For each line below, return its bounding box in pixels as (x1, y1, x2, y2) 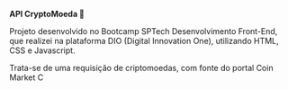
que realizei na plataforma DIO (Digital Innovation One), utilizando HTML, (9, 36, 279, 46)
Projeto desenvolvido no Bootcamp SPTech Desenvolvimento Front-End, (9, 26, 278, 36)
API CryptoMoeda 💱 (9, 9, 85, 19)
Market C (9, 72, 44, 83)
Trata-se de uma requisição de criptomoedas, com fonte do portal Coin (9, 63, 274, 73)
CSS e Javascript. (9, 45, 76, 56)
